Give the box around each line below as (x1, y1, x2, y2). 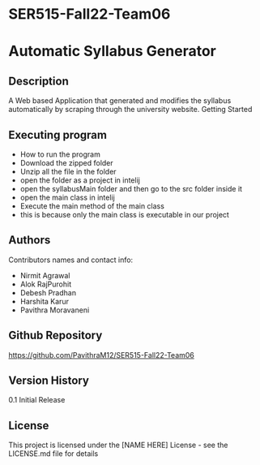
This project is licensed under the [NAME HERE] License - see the (8, 440, 228, 450)
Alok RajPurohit (19, 279, 71, 289)
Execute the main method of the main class (19, 201, 164, 211)
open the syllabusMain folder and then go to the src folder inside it (19, 184, 243, 193)
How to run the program (19, 149, 101, 159)
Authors (8, 233, 51, 248)
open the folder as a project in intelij (19, 175, 140, 185)
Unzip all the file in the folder (19, 167, 117, 176)
